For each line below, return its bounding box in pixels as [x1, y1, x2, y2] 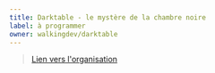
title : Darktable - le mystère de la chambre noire [9, 12, 206, 22]
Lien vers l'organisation [30, 54, 118, 65]
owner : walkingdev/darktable [9, 29, 118, 38]
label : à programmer [9, 21, 87, 30]
